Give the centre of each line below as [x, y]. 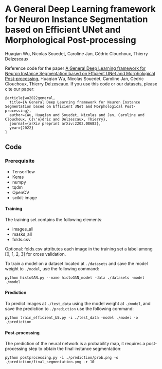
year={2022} [22, 128]
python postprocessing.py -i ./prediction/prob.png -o [62, 358]
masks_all [22, 234]
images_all [23, 229]
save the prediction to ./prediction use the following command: [69, 309]
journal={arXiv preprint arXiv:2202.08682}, [55, 123]
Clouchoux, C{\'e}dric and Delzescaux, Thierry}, [56, 119]
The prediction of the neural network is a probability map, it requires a [75, 344]
